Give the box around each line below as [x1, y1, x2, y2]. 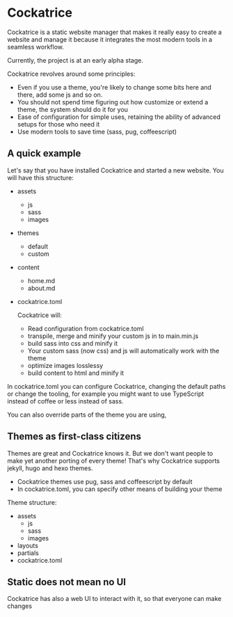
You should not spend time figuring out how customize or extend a [17, 97, 209, 106]
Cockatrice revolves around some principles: [7, 70, 136, 78]
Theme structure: [7, 498, 57, 506]
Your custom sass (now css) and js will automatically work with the [27, 346, 220, 355]
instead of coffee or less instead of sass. [7, 396, 124, 405]
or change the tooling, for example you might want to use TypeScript [7, 390, 204, 398]
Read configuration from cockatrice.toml [27, 324, 144, 332]
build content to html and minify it [27, 369, 124, 377]
